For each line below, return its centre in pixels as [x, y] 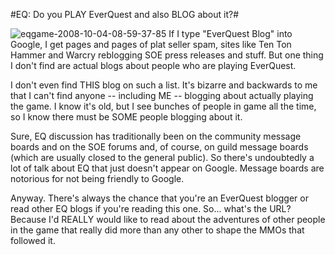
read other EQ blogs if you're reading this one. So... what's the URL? [151, 208]
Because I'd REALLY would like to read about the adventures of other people [168, 219]
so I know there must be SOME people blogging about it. [126, 117]
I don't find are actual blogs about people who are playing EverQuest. [153, 65]
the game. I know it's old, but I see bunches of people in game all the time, [163, 106]
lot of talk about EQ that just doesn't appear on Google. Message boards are [167, 168]
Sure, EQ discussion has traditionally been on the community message [156, 136]
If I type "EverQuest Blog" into [230, 33]
